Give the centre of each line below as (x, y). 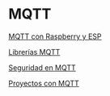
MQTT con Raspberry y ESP (55, 36)
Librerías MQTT (34, 52)
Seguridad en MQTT (42, 67)
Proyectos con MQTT (44, 83)
